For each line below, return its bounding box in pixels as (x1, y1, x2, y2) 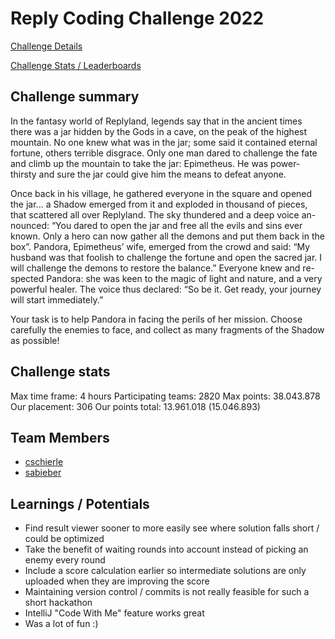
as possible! (10, 334, 60, 346)
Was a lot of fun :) (24, 618, 99, 630)
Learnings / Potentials (10, 495, 150, 512)
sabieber (24, 467, 62, 479)
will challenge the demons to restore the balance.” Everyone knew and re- (10, 262, 316, 274)
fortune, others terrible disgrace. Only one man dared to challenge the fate (10, 147, 318, 159)
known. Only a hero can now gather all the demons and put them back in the (10, 230, 325, 242)
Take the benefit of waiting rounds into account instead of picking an (24, 543, 309, 556)
